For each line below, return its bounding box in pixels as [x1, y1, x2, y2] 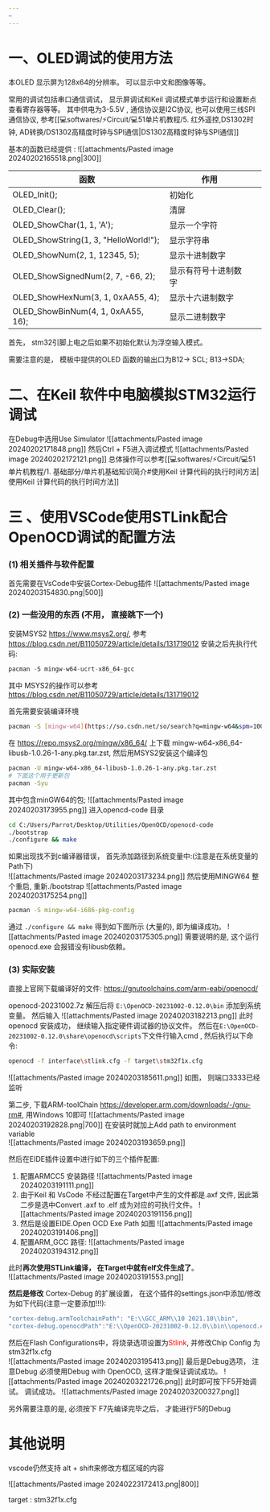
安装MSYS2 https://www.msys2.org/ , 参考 [8, 629, 147, 638]
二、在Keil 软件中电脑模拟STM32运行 [8, 386, 256, 403]
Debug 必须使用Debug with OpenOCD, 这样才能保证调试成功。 [14, 1366, 223, 1377]
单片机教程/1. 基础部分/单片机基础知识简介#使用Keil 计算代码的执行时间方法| [8, 466, 260, 476]
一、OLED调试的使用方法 [8, 49, 173, 67]
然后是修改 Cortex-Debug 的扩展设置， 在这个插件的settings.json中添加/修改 [8, 1289, 261, 1299]
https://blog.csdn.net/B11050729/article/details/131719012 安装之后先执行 [8, 639, 251, 649]
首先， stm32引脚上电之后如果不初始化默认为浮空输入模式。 [8, 337, 207, 347]
